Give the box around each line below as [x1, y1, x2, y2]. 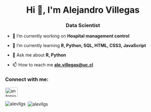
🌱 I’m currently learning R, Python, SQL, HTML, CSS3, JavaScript [12, 43, 147, 49]
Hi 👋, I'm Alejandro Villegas [26, 4, 140, 16]
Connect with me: [5, 76, 49, 83]
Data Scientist [66, 22, 100, 29]
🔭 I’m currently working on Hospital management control [12, 33, 130, 39]
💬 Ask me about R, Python [12, 52, 67, 58]
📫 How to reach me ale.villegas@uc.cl [12, 62, 94, 68]
